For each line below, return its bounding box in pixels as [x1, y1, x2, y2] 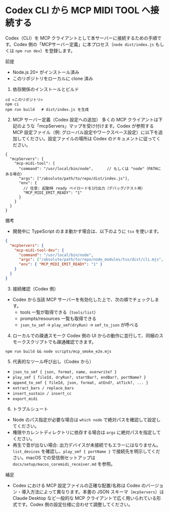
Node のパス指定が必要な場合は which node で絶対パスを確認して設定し [12, 416, 161, 422]
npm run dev [15, 49, 40, 54]
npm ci [5, 102, 19, 107]
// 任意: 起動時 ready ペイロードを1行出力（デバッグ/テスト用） [23, 186, 145, 191]
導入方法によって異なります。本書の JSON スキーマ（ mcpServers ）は [21, 489, 164, 495]
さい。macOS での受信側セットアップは [12, 454, 96, 460]
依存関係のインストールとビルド [12, 86, 79, 92]
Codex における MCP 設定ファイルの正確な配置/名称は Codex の [12, 482, 146, 488]
